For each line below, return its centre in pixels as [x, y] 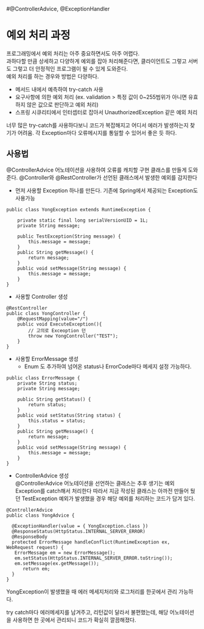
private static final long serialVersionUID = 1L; [83, 220]
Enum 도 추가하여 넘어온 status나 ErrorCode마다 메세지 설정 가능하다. [108, 366]
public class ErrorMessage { [43, 378]
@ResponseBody [30, 537]
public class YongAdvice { [40, 515]
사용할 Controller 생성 [41, 296]
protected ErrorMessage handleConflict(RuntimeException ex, [91, 542]
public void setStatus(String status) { [69, 415]
